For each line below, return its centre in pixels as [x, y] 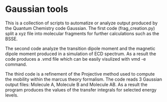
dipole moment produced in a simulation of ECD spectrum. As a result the [81, 54]
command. [16, 64]
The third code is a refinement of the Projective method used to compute [80, 74]
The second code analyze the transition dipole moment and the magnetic [80, 48]
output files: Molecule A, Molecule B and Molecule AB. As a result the [77, 84]
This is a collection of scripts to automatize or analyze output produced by [82, 23]
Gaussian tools [37, 9]
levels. [12, 95]
